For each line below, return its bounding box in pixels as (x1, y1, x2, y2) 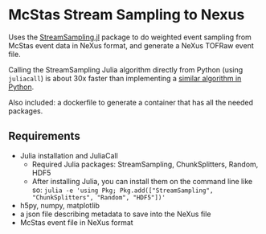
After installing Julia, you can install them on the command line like (31, 176, 253, 186)
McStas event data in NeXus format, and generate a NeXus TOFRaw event (8, 40, 255, 50)
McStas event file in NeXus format (19, 217, 134, 227)
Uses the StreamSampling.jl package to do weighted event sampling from (8, 32, 252, 42)
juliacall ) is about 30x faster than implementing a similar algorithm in (8, 73, 242, 83)
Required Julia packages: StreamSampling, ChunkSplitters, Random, (31, 159, 259, 169)
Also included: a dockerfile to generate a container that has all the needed (8, 97, 254, 107)
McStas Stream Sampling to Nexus (8, 6, 245, 24)
